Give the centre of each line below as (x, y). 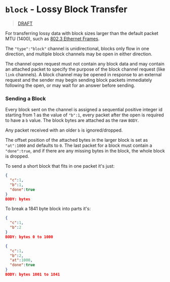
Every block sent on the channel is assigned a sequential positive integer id (84, 110)
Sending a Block (26, 99)
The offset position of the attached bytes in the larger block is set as (77, 140)
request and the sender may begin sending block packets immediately (79, 80)
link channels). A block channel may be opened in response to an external (83, 74)
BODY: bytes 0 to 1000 (29, 237)
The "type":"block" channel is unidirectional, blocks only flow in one (77, 48)
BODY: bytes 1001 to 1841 (32, 275)
